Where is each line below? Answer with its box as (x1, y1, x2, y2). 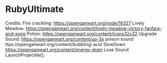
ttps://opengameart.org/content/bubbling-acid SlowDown (5, 41, 126, 47)
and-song (5, 30, 26, 36)
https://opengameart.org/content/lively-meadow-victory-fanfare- (25, 25, 162, 31)
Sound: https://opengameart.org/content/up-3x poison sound (5, 36, 134, 42)
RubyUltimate (5, 3, 64, 15)
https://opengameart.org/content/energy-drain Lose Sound (5, 46, 129, 52)
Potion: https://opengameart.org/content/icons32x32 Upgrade (26, 30, 157, 36)
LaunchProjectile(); (5, 51, 45, 58)
